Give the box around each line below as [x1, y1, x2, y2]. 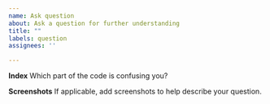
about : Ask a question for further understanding [8, 19, 181, 27]
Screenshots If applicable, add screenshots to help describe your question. [8, 86, 262, 97]
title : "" [8, 27, 42, 35]
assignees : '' [8, 42, 57, 50]
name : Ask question [8, 11, 75, 20]
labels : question [8, 34, 67, 43]
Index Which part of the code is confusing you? [8, 71, 168, 81]
